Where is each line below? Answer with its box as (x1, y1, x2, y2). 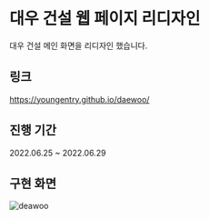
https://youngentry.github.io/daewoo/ (9, 94, 150, 105)
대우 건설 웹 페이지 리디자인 (9, 8, 201, 29)
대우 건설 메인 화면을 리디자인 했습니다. (9, 40, 148, 51)
